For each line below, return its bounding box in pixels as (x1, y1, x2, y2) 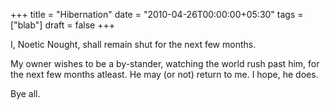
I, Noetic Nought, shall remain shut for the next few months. (10, 39, 257, 50)
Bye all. (10, 88, 41, 99)
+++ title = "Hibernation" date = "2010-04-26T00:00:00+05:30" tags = (10, 9, 304, 20)
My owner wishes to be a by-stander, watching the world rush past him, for (10, 58, 320, 69)
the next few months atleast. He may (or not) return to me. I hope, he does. (10, 69, 319, 80)
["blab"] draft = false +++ (10, 19, 116, 31)
